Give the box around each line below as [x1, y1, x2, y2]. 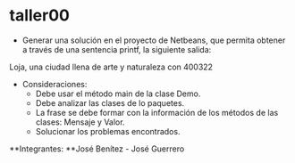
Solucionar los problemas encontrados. [35, 126, 181, 136]
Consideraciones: [21, 78, 88, 89]
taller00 [9, 5, 70, 26]
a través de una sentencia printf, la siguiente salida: [21, 44, 212, 54]
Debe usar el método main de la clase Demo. [35, 88, 201, 99]
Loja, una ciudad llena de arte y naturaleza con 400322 [9, 61, 213, 72]
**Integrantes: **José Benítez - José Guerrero [9, 143, 185, 154]
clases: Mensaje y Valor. [35, 117, 125, 127]
